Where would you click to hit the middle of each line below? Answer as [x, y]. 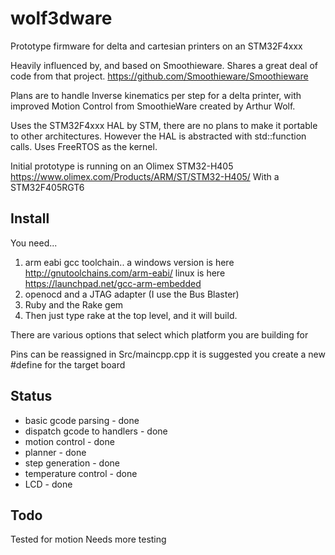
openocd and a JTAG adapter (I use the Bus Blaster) [132, 294]
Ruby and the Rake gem [74, 304]
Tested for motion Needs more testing [88, 539]
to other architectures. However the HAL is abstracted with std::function [158, 136]
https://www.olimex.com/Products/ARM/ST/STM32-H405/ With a [145, 176]
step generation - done [72, 463]
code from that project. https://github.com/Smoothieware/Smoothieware [159, 76]
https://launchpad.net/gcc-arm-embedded [113, 283]
